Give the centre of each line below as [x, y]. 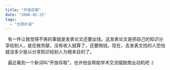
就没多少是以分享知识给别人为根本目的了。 [50, 52]
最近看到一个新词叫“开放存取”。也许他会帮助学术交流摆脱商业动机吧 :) [80, 63]
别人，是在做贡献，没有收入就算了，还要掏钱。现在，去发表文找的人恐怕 [90, 46]
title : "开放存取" [23, 10]
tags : [11, 19]
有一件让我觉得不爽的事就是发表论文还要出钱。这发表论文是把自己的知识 [83, 39]
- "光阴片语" [22, 24]
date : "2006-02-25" [26, 15]
